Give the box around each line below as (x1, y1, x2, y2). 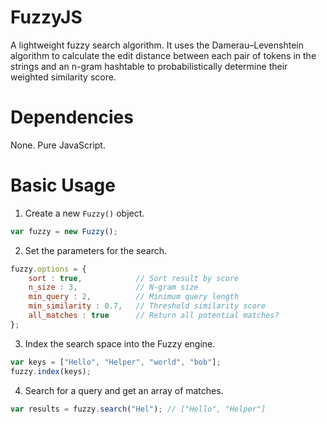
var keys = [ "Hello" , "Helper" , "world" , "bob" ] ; (10, 357, 222, 367)
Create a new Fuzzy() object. (24, 207, 145, 219)
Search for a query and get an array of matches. (24, 384, 224, 396)
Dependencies (10, 106, 134, 129)
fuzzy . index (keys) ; (10, 366, 92, 376)
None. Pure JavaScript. (10, 139, 106, 151)
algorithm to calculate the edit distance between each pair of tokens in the (10, 49, 317, 61)
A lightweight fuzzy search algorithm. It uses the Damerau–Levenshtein (10, 39, 304, 51)
